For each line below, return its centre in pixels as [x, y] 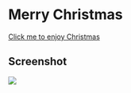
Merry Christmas [65, 15]
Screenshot [38, 62]
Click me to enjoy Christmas [54, 37]
